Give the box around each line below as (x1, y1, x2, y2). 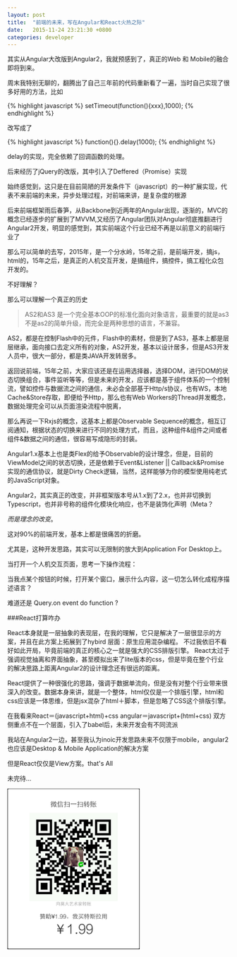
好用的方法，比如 (13, 88, 63, 96)
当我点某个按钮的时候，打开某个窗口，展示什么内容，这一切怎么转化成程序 (7, 575, 224, 584)
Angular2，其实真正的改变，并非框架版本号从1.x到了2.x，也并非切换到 (7, 491, 212, 500)
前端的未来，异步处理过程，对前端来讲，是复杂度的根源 (25, 191, 187, 200)
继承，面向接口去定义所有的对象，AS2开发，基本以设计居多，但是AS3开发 (13, 343, 229, 351)
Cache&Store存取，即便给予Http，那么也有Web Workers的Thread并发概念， (7, 393, 229, 402)
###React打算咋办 (7, 614, 61, 622)
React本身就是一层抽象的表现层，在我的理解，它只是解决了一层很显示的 (7, 629, 216, 637)
